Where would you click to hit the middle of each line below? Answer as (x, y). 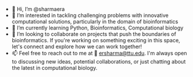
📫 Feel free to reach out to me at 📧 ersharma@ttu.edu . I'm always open (99, 53)
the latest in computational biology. (54, 68)
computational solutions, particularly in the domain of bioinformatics (95, 21)
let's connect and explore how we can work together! (77, 46)
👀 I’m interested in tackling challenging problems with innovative (90, 15)
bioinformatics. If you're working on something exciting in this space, (96, 40)
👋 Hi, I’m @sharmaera (38, 9)
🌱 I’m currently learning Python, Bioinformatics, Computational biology (97, 28)
